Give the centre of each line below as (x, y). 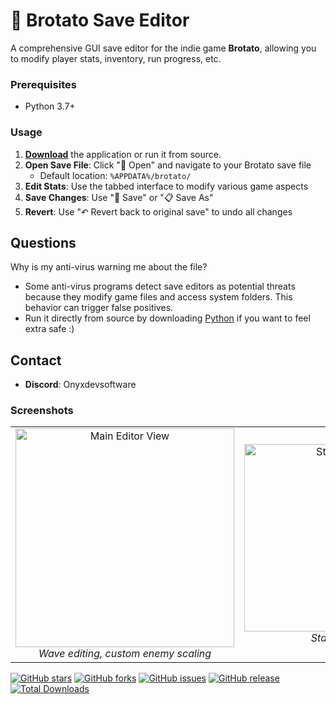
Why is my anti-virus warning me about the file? (109, 267)
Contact (36, 360)
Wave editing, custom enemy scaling (125, 654)
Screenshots (42, 411)
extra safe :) (49, 329)
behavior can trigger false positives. (99, 308)
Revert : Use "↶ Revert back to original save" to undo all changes (158, 211)
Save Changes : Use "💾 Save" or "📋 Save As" (119, 197)
